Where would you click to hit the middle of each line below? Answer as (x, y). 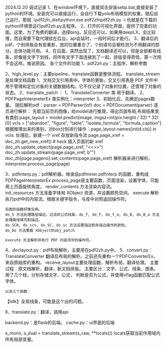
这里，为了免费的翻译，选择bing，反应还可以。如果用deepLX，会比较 (85, 32)
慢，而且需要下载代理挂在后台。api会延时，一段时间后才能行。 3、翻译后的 (82, 38)
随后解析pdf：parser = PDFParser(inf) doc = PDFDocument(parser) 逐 (86, 105)
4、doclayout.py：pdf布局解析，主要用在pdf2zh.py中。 (62, 250)
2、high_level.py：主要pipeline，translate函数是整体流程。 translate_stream (83, 74)
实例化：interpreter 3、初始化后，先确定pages (104, 99)
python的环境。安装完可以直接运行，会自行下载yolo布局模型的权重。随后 (80, 13)
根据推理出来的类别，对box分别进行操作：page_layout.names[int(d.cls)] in (81, 129)
